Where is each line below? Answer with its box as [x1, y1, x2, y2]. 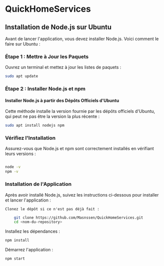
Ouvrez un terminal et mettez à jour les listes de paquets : [5, 65, 121, 70]
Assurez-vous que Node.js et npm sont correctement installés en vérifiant [5, 146, 154, 152]
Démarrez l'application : [5, 247, 53, 253]
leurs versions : [5, 151, 36, 157]
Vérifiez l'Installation [5, 134, 56, 141]
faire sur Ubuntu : [5, 41, 41, 47]
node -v [5, 165, 21, 170]
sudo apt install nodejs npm [5, 123, 65, 128]
